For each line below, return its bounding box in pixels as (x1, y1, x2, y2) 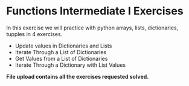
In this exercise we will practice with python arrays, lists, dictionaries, (6, 24, 179, 31)
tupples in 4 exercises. (6, 30, 63, 37)
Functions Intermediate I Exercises (6, 4, 184, 18)
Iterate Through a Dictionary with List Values (14, 61, 126, 69)
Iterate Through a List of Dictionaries (14, 48, 107, 55)
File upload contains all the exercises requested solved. (6, 73, 149, 80)
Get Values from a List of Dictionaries (14, 55, 108, 62)
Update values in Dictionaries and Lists (14, 42, 112, 49)
